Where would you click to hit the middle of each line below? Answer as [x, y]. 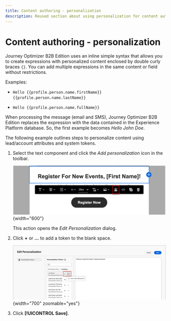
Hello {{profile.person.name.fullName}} [56, 108]
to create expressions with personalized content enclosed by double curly [83, 62]
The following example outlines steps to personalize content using [75, 138]
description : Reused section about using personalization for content [82, 16]
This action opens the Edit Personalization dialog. [65, 228]
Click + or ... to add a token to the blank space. [62, 238]
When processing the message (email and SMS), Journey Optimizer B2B [81, 117]
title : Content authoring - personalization [53, 11]
